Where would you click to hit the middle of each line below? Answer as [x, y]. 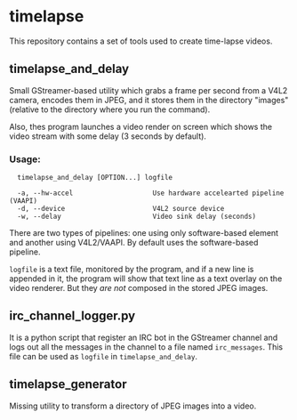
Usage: [25, 159]
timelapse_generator [68, 384]
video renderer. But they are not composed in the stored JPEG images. [139, 288]
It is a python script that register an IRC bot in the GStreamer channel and [144, 337]
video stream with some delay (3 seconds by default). [108, 136]
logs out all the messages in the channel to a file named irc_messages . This [146, 347]
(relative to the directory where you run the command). [110, 109]
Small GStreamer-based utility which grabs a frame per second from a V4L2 [148, 90]
